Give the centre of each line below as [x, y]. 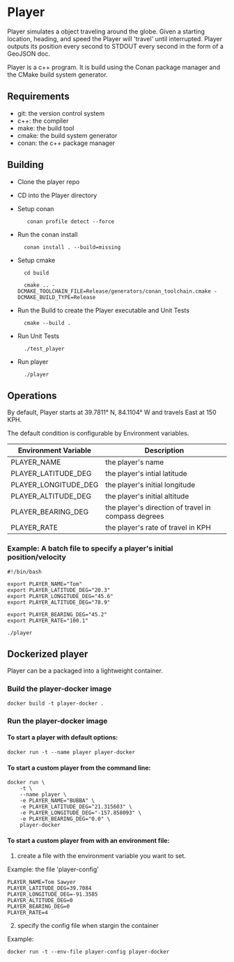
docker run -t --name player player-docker [71, 752]
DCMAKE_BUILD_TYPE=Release [56, 297]
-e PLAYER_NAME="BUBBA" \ [57, 801]
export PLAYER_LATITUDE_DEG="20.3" [59, 590]
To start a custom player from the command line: [79, 768]
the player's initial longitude [150, 485]
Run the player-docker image [57, 721]
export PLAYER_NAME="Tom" [45, 584]
